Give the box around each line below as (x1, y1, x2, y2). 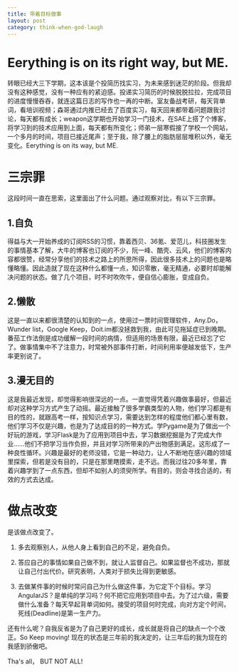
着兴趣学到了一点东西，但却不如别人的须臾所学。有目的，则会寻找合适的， (7, 466, 225, 474)
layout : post (7, 17, 46, 24)
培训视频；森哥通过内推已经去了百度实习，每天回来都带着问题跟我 (26, 106, 219, 114)
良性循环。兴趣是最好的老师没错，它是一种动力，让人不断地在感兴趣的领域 (13, 448, 232, 457)
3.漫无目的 (7, 375, 55, 387)
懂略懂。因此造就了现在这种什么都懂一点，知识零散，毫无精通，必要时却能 (7, 264, 225, 273)
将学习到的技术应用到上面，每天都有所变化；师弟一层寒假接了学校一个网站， (7, 123, 232, 132)
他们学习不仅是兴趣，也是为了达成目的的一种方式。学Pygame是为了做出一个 (7, 422, 231, 430)
